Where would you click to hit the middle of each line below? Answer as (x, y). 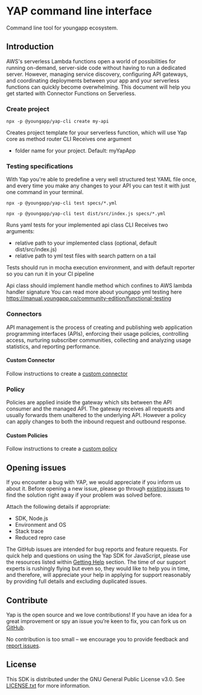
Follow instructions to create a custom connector (67, 373)
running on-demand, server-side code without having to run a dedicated (96, 68)
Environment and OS (40, 525)
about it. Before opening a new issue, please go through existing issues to (98, 489)
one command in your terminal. (45, 192)
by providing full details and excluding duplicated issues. (77, 581)
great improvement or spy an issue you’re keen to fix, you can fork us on (96, 621)
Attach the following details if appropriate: (58, 507)
